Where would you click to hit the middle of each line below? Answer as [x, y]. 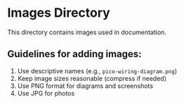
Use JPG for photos [46, 93]
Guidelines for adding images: [74, 54]
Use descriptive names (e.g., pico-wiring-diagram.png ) [97, 70]
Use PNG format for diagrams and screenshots [85, 86]
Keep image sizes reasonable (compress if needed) [92, 78]
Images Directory [59, 13]
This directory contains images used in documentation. [87, 32]
